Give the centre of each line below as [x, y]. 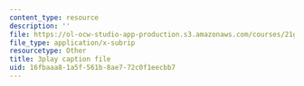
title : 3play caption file [60, 59]
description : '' [40, 26]
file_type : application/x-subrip [72, 43]
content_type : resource [54, 17]
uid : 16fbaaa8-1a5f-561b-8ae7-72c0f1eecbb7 [93, 68]
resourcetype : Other [48, 51]
